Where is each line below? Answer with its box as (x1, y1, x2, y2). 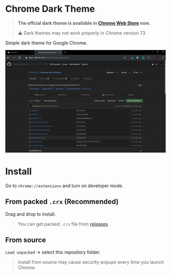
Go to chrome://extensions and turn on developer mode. (5, 182, 124, 189)
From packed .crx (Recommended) (5, 197, 119, 206)
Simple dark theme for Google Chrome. (5, 39, 88, 46)
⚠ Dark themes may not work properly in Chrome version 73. (17, 30, 147, 36)
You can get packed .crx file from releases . (17, 221, 109, 227)
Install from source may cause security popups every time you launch (17, 259, 164, 265)
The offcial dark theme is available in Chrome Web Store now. (17, 20, 151, 26)
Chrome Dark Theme (5, 3, 95, 15)
